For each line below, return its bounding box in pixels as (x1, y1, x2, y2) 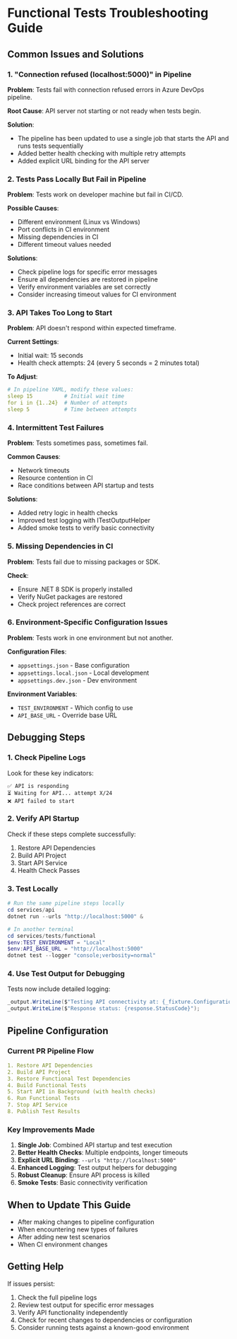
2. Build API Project (7, 1068, 71, 1076)
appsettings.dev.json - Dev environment (17, 676, 138, 684)
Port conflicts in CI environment (17, 225, 110, 234)
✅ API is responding (7, 782, 69, 789)
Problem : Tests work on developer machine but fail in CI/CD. (7, 190, 183, 199)
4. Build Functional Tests (7, 1082, 87, 1089)
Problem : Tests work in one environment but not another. (7, 633, 174, 642)
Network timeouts (17, 466, 70, 475)
